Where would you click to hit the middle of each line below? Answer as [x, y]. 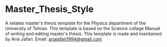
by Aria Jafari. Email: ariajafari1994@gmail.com [54, 39]
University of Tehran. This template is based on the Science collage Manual [83, 28]
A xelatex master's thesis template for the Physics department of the [76, 23]
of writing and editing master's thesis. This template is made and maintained [83, 33]
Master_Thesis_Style [49, 9]
